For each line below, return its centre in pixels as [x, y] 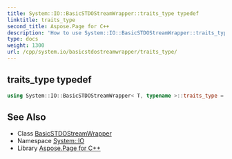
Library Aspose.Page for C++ [59, 148]
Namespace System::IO [51, 141]
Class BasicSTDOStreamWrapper [64, 134]
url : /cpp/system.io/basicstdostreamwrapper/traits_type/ [92, 52]
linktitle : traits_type [41, 20]
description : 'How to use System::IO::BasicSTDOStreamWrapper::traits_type [118, 33]
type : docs [23, 39]
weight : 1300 [26, 45]
